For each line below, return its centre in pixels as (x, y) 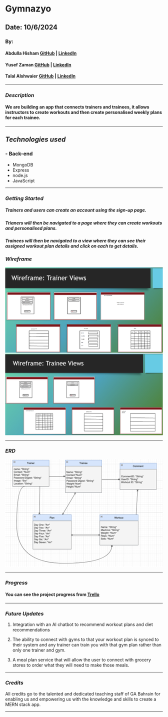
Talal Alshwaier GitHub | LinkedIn (40, 76)
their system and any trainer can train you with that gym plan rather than (87, 645)
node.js (20, 175)
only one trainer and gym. (39, 650)
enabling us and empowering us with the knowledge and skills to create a (81, 699)
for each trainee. (23, 117)
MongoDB (23, 164)
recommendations (31, 630)
